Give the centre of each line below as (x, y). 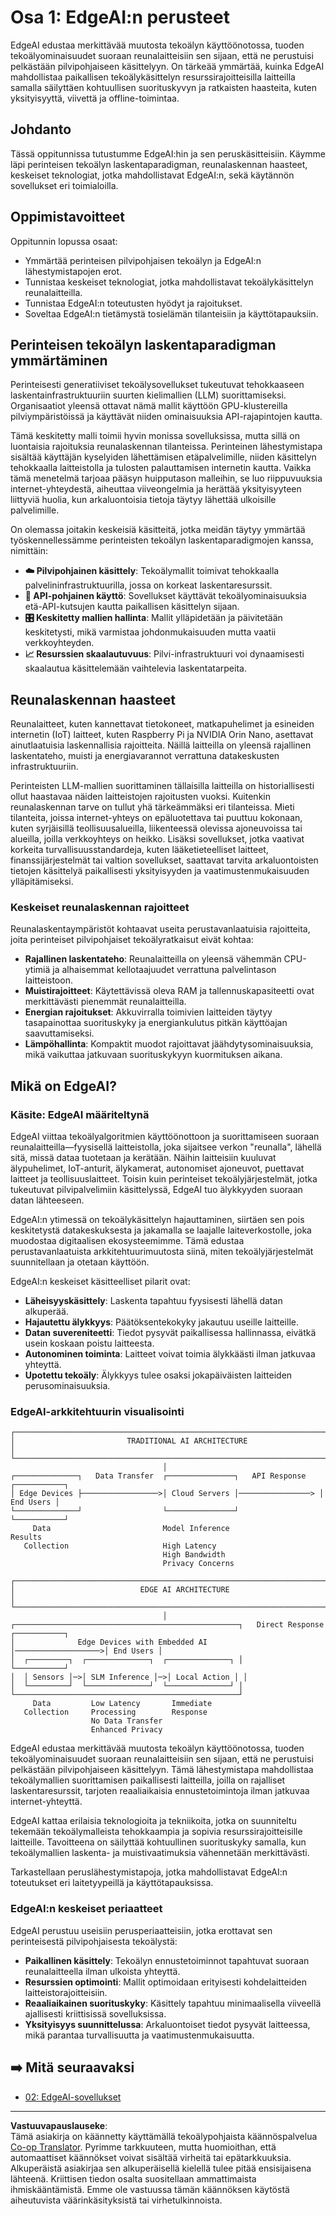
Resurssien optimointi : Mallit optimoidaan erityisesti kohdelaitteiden (165, 1982)
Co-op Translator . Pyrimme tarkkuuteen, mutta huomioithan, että (143, 2147)
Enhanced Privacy (126, 1730)
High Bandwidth (194, 1555)
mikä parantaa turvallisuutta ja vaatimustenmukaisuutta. (139, 2035)
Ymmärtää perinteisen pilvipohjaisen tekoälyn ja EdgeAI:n (143, 260)
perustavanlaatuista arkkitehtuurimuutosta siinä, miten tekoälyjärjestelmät (162, 1252)
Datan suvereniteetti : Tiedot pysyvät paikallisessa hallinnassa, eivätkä (170, 1333)
